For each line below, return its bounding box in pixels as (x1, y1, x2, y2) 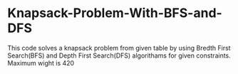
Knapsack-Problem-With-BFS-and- (7, 5, 222, 21)
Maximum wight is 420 (7, 58, 75, 67)
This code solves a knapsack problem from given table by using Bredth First (7, 43, 231, 52)
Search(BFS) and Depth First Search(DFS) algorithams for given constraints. (7, 51, 232, 60)
